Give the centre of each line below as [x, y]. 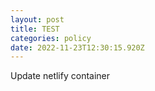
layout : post [37, 19]
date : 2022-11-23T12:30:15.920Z [77, 47]
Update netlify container [60, 76]
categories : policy [51, 38]
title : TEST [35, 29]
